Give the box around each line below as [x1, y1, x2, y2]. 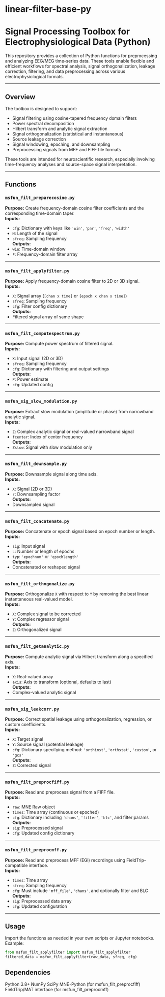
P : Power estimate [12, 376, 49, 382]
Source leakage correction [12, 136, 66, 142]
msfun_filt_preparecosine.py [5, 195, 75, 200]
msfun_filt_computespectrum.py [5, 331, 80, 336]
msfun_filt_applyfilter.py [5, 268, 70, 274]
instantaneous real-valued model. [5, 596, 73, 602]
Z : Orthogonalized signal [12, 627, 62, 632]
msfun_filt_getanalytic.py [5, 644, 70, 649]
